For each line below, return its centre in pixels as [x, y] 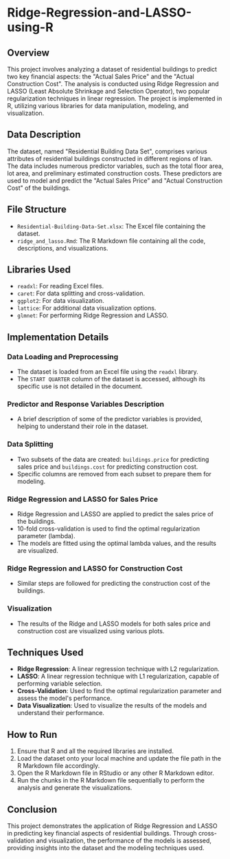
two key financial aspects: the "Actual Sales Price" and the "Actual [101, 76]
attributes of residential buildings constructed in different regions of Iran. [110, 158]
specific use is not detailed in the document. [80, 386]
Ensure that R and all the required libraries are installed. [95, 751]
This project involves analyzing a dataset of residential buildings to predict [112, 69]
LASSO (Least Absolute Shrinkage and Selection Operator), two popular [109, 91]
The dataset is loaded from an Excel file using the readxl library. [108, 372]
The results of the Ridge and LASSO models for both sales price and [114, 624]
